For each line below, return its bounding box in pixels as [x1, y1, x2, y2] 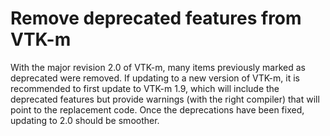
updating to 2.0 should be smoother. [10, 114, 160, 126]
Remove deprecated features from [10, 7, 302, 30]
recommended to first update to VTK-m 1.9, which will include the [10, 82, 280, 94]
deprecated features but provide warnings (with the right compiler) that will [10, 93, 320, 105]
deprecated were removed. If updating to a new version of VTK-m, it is [10, 72, 300, 84]
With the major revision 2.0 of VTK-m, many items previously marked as [10, 61, 306, 73]
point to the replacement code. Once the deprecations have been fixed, [10, 103, 305, 116]
